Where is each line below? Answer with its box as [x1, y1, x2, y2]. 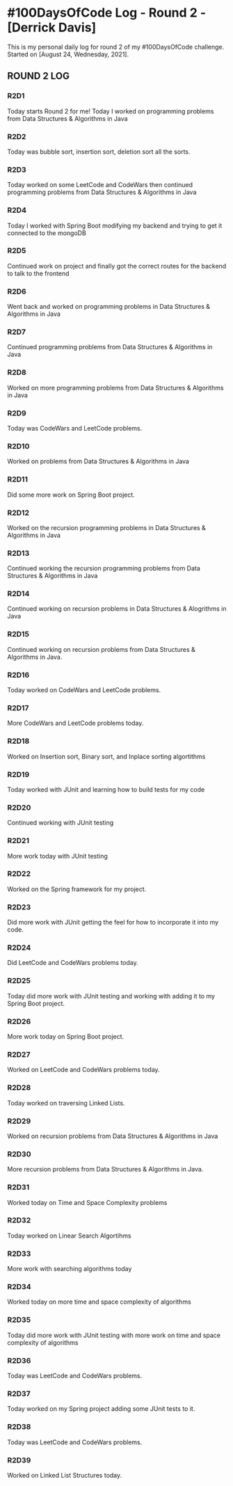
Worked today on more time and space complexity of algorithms [7, 1297, 191, 1306]
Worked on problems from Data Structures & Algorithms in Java [7, 457, 190, 465]
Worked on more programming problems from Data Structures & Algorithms [7, 383, 224, 392]
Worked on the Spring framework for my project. [7, 885, 147, 893]
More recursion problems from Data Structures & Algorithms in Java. [7, 1165, 204, 1174]
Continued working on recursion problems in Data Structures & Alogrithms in [7, 605, 227, 613]
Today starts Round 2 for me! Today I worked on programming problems [7, 106, 214, 115]
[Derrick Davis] [7, 19, 97, 35]
